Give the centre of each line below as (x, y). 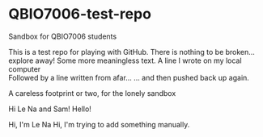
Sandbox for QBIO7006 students (63, 36)
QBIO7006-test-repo (80, 14)
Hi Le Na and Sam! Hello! (50, 109)
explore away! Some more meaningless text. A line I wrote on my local (125, 60)
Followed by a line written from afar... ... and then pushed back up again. (129, 77)
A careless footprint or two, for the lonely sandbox (92, 93)
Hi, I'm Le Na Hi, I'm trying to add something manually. (99, 124)
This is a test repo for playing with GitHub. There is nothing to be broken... (131, 52)
